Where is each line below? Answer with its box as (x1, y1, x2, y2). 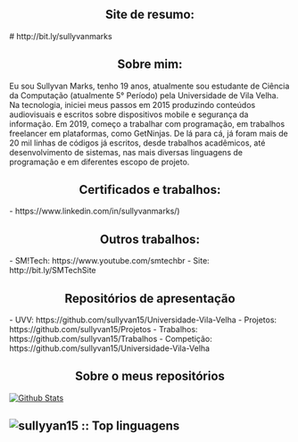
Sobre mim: (117, 57, 183, 72)
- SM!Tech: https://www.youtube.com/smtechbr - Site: (9, 255, 210, 266)
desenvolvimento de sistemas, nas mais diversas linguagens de (9, 146, 244, 157)
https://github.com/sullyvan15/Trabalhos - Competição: (9, 334, 212, 345)
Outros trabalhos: (99, 231, 201, 246)
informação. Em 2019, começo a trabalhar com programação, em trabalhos (9, 118, 286, 129)
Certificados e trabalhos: (79, 182, 221, 197)
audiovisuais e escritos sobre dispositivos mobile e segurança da (9, 109, 249, 120)
